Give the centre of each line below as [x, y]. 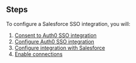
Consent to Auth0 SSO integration [55, 35]
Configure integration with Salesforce [60, 48]
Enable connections [38, 54]
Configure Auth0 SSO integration [55, 41]
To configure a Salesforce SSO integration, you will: [68, 24]
